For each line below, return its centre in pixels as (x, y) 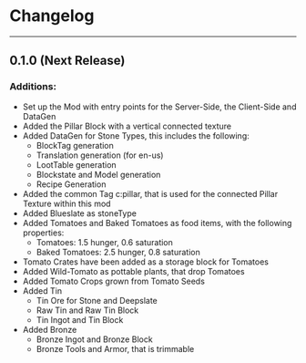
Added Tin (42, 290)
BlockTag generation (75, 145)
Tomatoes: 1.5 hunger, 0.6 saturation (104, 242)
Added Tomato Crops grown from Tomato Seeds (113, 281)
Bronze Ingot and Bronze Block (94, 339)
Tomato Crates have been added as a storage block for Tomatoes (145, 262)
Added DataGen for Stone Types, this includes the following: (136, 135)
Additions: (33, 87)
